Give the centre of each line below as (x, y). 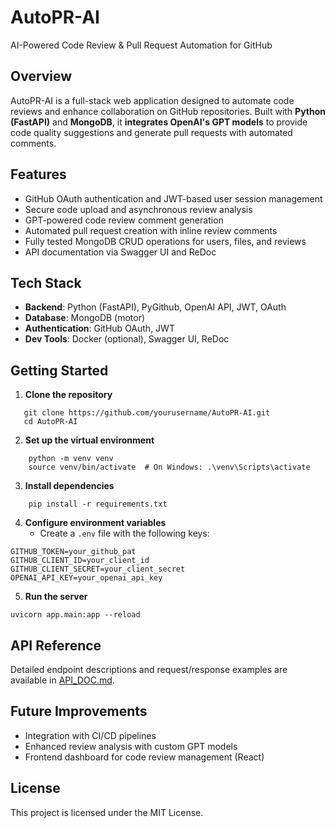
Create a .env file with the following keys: (124, 533)
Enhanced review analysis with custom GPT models (131, 746)
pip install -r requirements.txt (98, 504)
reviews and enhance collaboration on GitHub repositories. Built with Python (168, 111)
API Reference (56, 645)
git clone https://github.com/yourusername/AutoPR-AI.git (147, 413)
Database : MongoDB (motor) (85, 318)
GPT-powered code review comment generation (124, 220)
